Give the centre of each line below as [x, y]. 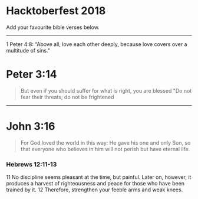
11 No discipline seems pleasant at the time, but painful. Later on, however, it [99, 177]
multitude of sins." [28, 50]
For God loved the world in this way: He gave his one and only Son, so [105, 142]
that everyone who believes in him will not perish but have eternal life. [105, 149]
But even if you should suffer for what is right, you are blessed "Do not [106, 90]
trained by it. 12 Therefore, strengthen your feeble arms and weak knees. [95, 190]
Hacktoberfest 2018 [56, 11]
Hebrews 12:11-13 [32, 164]
